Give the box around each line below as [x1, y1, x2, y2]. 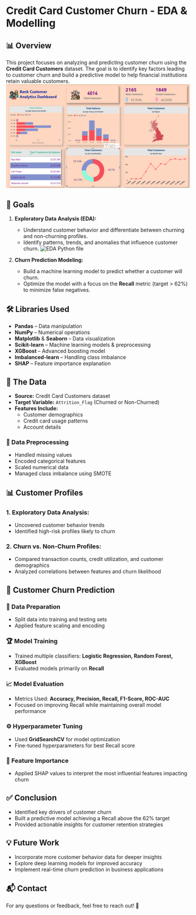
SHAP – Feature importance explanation [14, 360, 111, 367]
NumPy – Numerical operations [14, 329, 90, 336]
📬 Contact [6, 883, 47, 893]
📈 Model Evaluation [6, 680, 64, 688]
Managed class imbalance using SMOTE [14, 470, 112, 477]
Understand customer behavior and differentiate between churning [23, 226, 185, 233]
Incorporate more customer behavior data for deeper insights [14, 853, 162, 861]
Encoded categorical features [14, 457, 86, 465]
